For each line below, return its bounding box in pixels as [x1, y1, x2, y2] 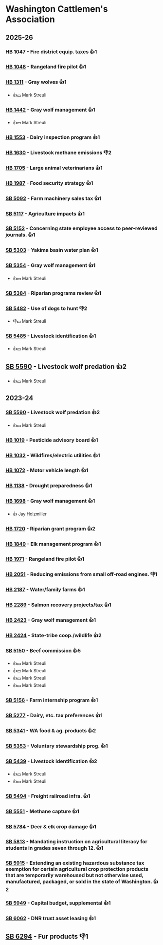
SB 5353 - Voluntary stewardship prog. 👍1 [5, 743, 109, 749]
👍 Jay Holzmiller [12, 511, 47, 517]
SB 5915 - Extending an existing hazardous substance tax [5, 859, 145, 866]
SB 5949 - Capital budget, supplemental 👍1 [5, 900, 111, 906]
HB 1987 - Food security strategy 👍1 [5, 179, 93, 186]
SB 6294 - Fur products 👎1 [5, 932, 89, 941]
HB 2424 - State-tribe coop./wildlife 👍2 [5, 632, 102, 639]
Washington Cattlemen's [5, 3, 109, 15]
